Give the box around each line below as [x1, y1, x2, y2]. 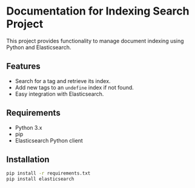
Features [6, 61, 41, 72]
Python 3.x [15, 124, 42, 131]
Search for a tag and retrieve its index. [15, 77, 111, 84]
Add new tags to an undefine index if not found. [15, 84, 134, 91]
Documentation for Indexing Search [6, 4, 190, 18]
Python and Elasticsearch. [6, 44, 71, 51]
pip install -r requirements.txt [6, 170, 91, 176]
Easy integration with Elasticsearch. [15, 90, 104, 98]
